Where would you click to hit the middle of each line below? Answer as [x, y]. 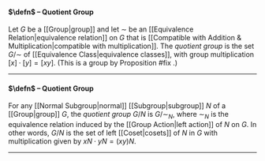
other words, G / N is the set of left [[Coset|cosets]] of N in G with [113, 133]
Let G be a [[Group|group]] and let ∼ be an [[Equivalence [101, 29]
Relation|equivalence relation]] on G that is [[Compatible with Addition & [125, 38]
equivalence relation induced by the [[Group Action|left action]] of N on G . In [132, 125]
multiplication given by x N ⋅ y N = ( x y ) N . [72, 141]
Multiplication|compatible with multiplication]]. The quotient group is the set [131, 46]
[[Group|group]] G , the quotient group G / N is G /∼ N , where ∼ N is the [118, 115]
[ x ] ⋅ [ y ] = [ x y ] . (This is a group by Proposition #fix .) [93, 63]
